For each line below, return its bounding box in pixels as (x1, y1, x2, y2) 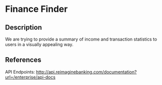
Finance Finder (5, 3, 68, 15)
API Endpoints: (5, 69, 36, 75)
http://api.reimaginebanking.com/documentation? (36, 69, 137, 75)
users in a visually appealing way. (5, 42, 74, 47)
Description (5, 23, 42, 32)
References (5, 56, 41, 64)
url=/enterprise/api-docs (5, 74, 56, 80)
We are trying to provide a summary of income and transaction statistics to (5, 36, 157, 42)
